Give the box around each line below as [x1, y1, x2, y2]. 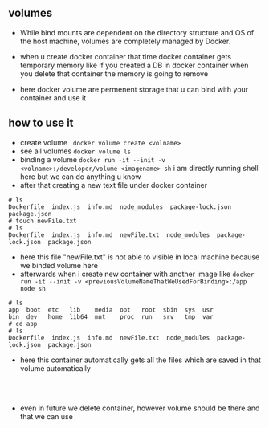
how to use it [8, 116, 74, 130]
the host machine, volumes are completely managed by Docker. [19, 36, 231, 46]
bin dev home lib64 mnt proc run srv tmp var [8, 312, 214, 320]
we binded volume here [19, 260, 99, 270]
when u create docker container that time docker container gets [19, 51, 231, 61]
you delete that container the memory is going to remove [19, 68, 209, 79]
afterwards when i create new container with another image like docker [19, 269, 255, 279]
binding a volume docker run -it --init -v [19, 154, 166, 164]
